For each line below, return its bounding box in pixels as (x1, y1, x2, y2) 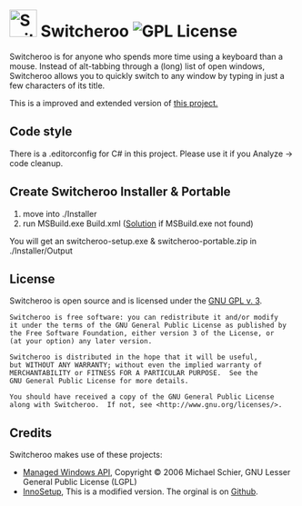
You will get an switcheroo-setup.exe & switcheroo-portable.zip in (9, 235, 257, 246)
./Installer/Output (9, 245, 73, 256)
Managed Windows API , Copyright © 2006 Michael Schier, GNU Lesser (22, 467, 291, 478)
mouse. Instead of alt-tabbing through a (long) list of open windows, (9, 60, 266, 72)
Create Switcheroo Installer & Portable (9, 184, 231, 200)
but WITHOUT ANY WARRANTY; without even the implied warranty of (9, 361, 262, 370)
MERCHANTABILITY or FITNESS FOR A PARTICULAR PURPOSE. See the (9, 369, 258, 378)
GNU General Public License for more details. (9, 377, 189, 386)
